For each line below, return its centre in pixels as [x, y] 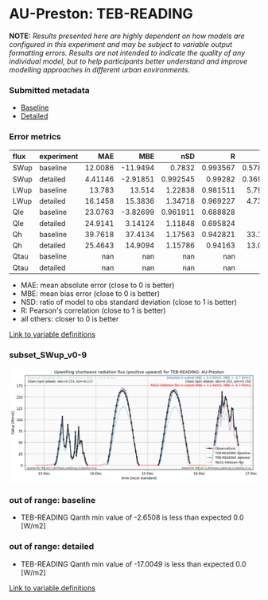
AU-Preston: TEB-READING [101, 14]
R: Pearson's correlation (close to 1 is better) [93, 310]
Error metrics [35, 137]
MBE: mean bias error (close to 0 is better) [90, 294]
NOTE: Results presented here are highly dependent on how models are [127, 36]
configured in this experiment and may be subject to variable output [121, 44]
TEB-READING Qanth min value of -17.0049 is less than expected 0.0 [133, 564]
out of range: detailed [52, 547]
